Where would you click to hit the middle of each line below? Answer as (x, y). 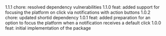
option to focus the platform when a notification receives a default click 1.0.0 (83, 23)
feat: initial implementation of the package (48, 28)
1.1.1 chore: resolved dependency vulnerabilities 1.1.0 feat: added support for (83, 7)
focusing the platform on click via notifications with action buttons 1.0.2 (78, 12)
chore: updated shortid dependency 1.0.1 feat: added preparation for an (78, 18)
